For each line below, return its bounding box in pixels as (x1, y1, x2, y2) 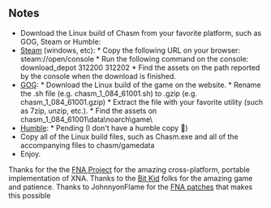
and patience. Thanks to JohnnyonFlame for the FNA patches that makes (8, 182, 253, 192)
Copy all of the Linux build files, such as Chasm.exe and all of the (19, 132, 239, 141)
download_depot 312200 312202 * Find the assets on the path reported (19, 63, 260, 72)
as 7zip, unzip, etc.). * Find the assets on (19, 106, 157, 115)
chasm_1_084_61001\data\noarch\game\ (19, 114, 153, 124)
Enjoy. (19, 149, 41, 158)
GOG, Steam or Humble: (19, 37, 101, 46)
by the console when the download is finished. (19, 71, 176, 80)
